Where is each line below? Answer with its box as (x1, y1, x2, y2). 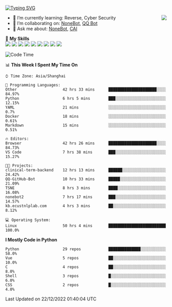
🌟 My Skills (5, 36, 30, 41)
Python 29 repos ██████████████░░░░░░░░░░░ (5, 247, 166, 252)
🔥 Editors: (5, 136, 29, 141)
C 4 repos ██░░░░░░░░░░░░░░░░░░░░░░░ (5, 265, 166, 270)
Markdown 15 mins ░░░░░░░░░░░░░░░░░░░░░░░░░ (5, 123, 166, 128)
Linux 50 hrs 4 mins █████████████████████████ (5, 223, 166, 228)
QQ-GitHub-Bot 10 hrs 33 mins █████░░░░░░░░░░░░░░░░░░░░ (5, 177, 166, 182)
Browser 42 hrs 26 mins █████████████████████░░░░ (5, 141, 166, 146)
